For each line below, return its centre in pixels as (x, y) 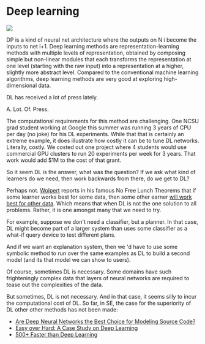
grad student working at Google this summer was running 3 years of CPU (99, 128)
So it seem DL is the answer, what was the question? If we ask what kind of (101, 172)
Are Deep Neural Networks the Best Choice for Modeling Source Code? (105, 321)
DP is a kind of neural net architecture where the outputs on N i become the (102, 40)
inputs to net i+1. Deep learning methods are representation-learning (93, 46)
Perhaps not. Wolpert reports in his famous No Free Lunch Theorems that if (101, 190)
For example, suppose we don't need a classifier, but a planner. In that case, (102, 221)
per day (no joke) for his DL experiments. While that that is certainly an (95, 134)
